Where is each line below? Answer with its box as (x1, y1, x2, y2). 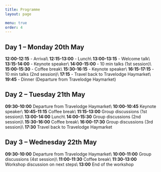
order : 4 (5, 25, 23, 30)
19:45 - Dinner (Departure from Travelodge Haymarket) (5, 76, 116, 83)
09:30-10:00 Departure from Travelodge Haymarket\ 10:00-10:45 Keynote (5, 103, 157, 109)
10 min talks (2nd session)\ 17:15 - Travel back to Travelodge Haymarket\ (5, 71, 151, 77)
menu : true (5, 20, 27, 25)
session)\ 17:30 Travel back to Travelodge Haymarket (5, 124, 113, 130)
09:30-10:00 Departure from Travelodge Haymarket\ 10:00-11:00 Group (5, 151, 152, 157)
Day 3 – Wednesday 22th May (5, 138, 97, 146)
